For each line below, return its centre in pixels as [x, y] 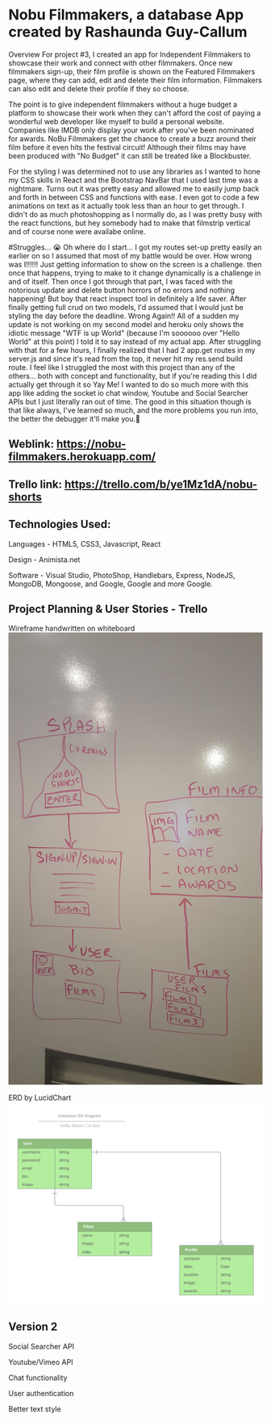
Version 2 [33, 1327]
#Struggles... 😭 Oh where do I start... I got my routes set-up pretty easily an [135, 247]
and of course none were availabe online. [77, 231]
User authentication [41, 1393]
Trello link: [35, 484]
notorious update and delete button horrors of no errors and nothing [122, 290]
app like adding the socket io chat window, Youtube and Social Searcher [128, 392]
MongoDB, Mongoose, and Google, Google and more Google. [110, 584]
